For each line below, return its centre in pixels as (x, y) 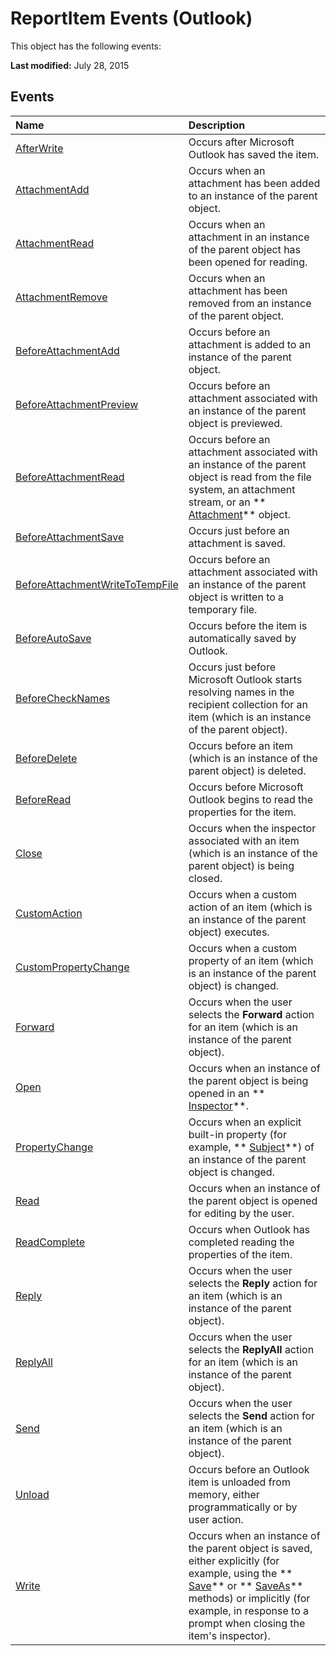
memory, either (224, 1494)
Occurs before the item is (248, 625)
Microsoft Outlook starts (245, 679)
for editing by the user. (241, 1213)
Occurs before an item (241, 745)
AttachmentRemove (61, 297)
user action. (216, 1519)
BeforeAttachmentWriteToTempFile (97, 584)
